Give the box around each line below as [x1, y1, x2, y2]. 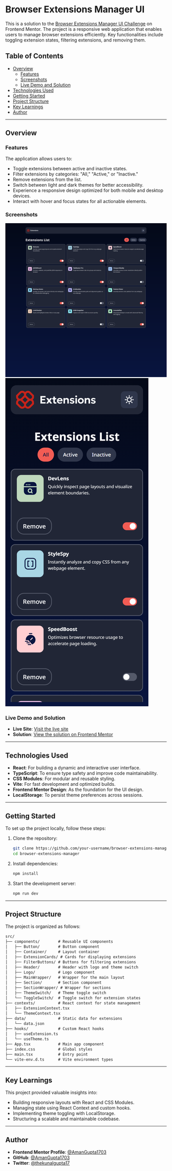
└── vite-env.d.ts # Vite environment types [5, 1057, 114, 1062]
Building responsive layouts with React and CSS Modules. [12, 1099, 135, 1106]
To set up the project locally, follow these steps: [5, 825, 106, 831]
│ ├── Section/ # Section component [5, 980, 102, 985]
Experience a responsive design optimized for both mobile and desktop [12, 187, 164, 193]
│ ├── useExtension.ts [5, 1031, 58, 1037]
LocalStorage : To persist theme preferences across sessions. [12, 792, 143, 798]
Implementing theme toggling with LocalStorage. [12, 1110, 116, 1117]
